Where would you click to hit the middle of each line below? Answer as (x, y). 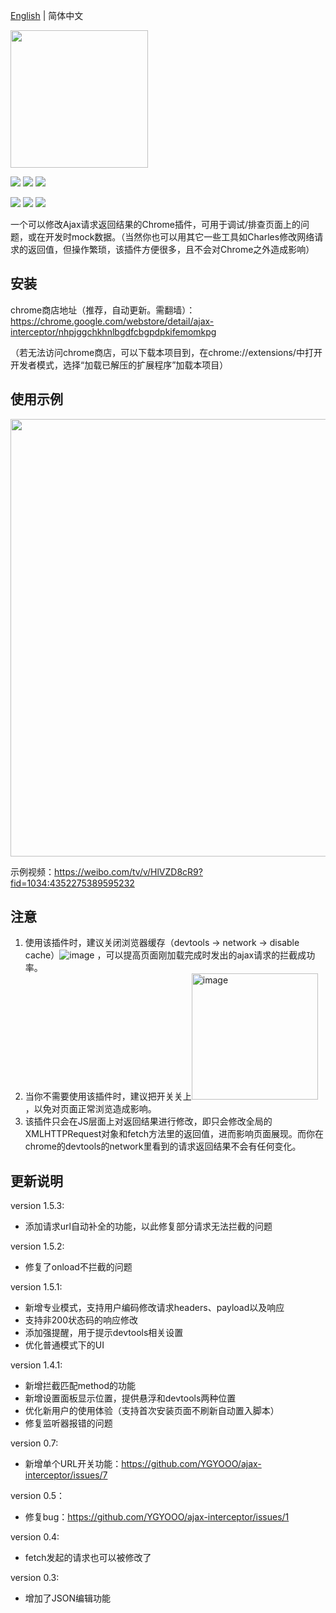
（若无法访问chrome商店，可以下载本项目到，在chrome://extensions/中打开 (166, 352)
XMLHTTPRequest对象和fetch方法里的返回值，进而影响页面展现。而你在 (174, 1134)
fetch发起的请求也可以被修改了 (88, 1558)
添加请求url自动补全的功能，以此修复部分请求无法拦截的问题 (148, 1226)
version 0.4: (35, 1537)
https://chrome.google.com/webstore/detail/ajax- (112, 321)
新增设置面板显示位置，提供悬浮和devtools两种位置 (130, 1398)
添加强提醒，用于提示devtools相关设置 (104, 1333)
